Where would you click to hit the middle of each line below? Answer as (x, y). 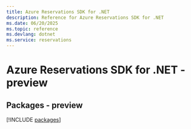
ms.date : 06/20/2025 (32, 23)
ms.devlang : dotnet (31, 35)
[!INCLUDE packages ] (34, 120)
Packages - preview (45, 105)
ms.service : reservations (39, 40)
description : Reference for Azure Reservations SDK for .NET (85, 18)
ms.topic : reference (32, 29)
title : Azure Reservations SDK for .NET (58, 12)
